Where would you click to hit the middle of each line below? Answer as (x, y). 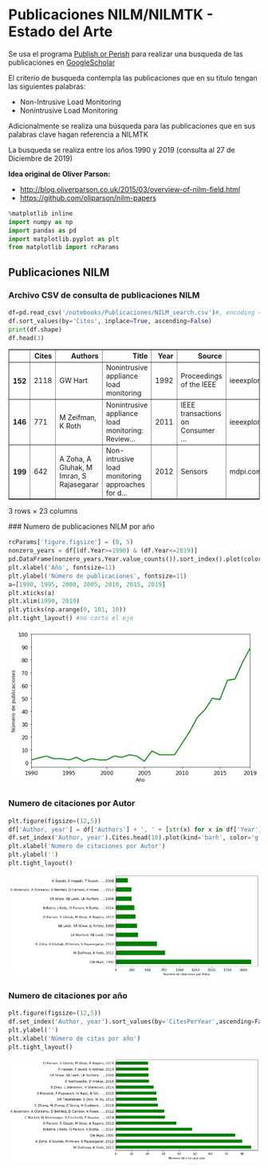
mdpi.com (246, 472)
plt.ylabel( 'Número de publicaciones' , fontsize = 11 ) (98, 576)
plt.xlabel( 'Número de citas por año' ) (75, 1039)
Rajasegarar (79, 484)
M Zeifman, (78, 417)
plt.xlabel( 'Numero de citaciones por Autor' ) (87, 846)
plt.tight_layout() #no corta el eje (71, 618)
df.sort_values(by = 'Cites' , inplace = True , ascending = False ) (110, 321)
